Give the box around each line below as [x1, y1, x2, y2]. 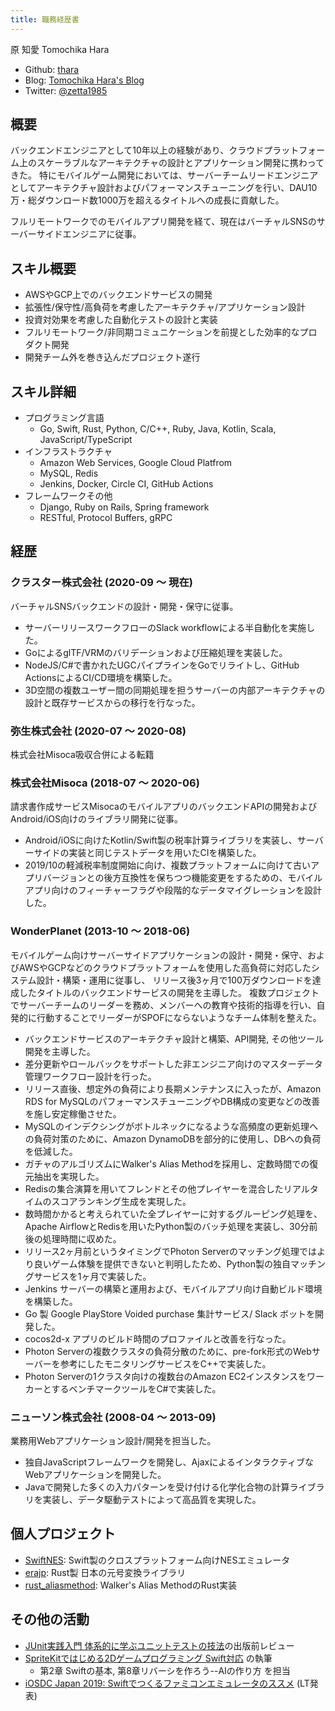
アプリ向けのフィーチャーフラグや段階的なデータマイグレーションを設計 [24, 884, 322, 896]
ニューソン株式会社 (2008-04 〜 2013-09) [10, 1410, 217, 1424]
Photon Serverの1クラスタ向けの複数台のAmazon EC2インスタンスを [24, 1370, 308, 1382]
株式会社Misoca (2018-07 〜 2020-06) [10, 776, 200, 790]
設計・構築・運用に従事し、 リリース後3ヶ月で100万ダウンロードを [36, 974, 313, 986]
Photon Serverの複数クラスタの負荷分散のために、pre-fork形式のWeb [24, 1345, 312, 1357]
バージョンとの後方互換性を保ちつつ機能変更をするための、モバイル [42, 872, 323, 884]
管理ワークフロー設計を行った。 [24, 1070, 157, 1082]
